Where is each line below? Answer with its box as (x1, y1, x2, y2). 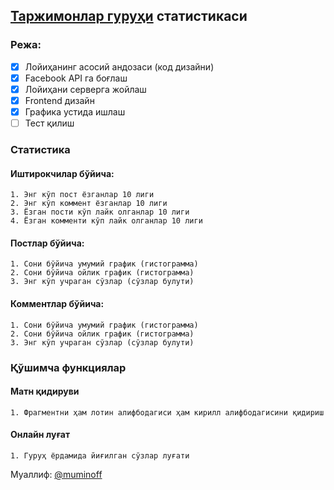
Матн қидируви (10, 385, 80, 398)
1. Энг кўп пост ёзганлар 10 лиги (10, 190, 155, 200)
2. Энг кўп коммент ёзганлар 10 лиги (10, 199, 168, 209)
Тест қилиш (24, 117, 75, 129)
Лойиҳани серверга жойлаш (24, 83, 147, 95)
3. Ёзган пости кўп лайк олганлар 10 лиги (10, 207, 190, 218)
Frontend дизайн (24, 94, 95, 106)
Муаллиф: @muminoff (10, 468, 103, 480)
